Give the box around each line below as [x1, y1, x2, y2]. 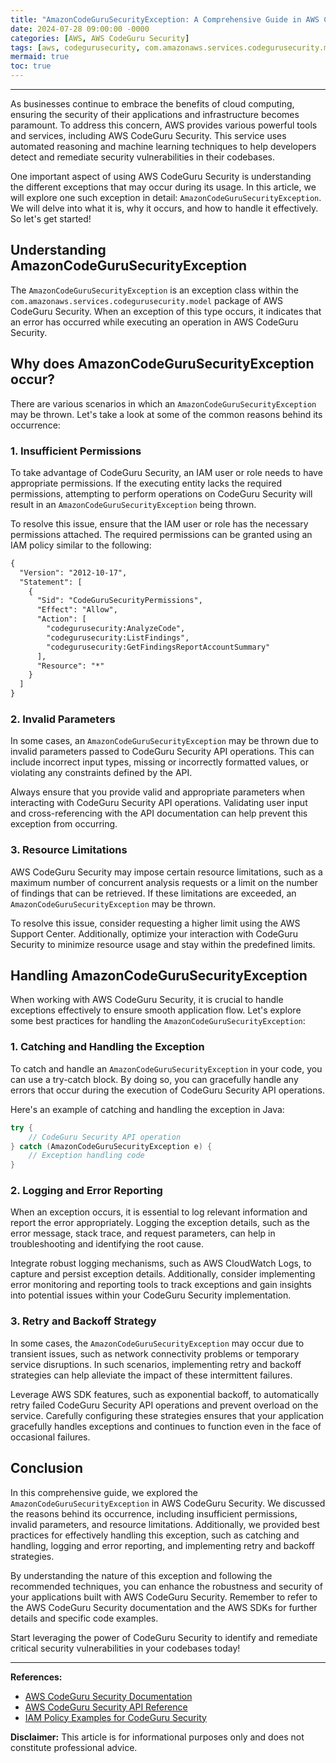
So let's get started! [10, 213, 92, 225]
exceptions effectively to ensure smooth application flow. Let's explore [10, 1004, 302, 1016]
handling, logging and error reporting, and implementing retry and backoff [10, 1539, 315, 1551]
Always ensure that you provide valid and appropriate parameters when [10, 786, 306, 798]
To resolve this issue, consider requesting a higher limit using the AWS [10, 917, 301, 929]
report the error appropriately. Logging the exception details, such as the [10, 1217, 310, 1229]
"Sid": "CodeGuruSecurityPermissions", [36, 596, 203, 606]
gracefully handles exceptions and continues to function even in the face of [10, 1420, 322, 1432]
